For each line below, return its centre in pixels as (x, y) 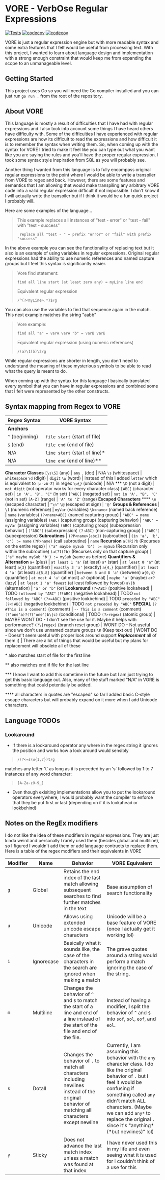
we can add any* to (128, 1113)
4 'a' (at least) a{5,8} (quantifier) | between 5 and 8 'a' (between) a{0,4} (80, 572)
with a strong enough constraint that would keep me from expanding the (78, 58)
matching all (78, 1110)
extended (75, 923)
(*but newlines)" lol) (130, 1131)
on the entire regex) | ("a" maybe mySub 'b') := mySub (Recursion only (76, 546)
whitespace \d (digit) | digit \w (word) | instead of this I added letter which (81, 478)
